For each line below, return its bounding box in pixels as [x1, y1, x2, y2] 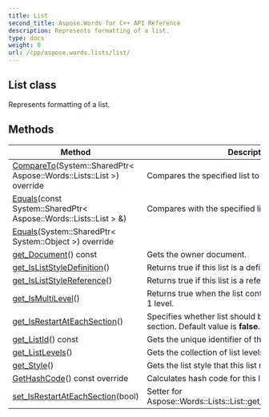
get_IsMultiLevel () [12, 292, 80, 304]
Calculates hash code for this [147, 372, 256, 383]
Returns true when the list [147, 288, 243, 299]
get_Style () [12, 359, 54, 371]
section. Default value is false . [147, 320, 260, 332]
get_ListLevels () [12, 347, 73, 358]
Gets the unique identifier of [147, 333, 252, 344]
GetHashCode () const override [12, 372, 129, 383]
